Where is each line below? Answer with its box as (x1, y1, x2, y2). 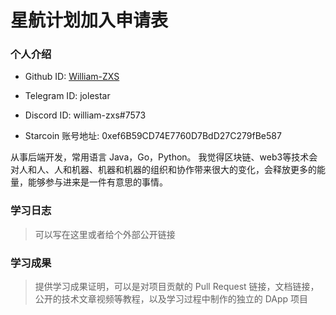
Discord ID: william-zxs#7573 (24, 109, 147, 121)
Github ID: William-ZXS (24, 71, 120, 83)
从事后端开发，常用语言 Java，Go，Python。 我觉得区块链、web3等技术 (10, 151, 310, 163)
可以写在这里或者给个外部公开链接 (34, 228, 176, 240)
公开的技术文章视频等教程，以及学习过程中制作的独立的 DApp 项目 (34, 293, 309, 305)
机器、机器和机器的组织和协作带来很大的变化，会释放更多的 (71, 164, 317, 176)
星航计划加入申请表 (10, 9, 169, 32)
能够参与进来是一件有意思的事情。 (27, 176, 168, 188)
